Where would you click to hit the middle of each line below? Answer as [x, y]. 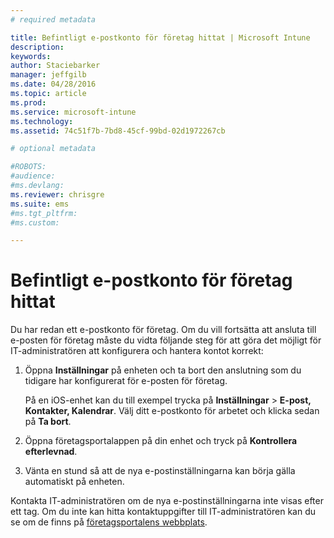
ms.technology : [42, 121]
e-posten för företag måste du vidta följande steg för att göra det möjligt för [166, 340]
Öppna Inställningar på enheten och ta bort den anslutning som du [163, 370]
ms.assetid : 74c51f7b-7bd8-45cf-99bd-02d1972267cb [118, 131]
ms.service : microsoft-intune [73, 112]
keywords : [31, 56]
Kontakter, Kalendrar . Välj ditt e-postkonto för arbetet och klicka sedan [172, 411]
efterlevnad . [51, 452]
